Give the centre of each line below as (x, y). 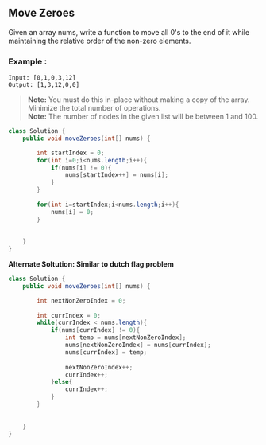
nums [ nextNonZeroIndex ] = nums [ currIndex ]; (138, 345)
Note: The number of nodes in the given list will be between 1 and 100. (143, 117)
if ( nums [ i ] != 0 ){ (81, 168)
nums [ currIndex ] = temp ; (106, 352)
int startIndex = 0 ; (71, 153)
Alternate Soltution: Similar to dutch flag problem (91, 264)
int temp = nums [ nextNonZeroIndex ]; (125, 338)
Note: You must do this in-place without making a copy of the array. (139, 100)
